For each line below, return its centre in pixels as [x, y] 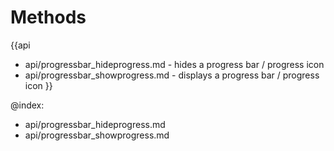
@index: [27, 105]
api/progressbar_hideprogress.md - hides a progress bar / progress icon [174, 64]
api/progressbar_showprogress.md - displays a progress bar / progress [172, 75]
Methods [48, 17]
